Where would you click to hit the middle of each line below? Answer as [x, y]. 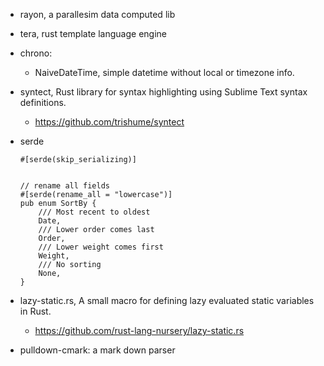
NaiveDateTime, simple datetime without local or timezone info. [164, 72]
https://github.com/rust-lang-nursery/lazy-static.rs [139, 330]
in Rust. [35, 311]
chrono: [36, 53]
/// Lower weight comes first [101, 247]
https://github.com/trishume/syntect [109, 122]
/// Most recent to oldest [94, 212]
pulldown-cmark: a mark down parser [97, 350]
